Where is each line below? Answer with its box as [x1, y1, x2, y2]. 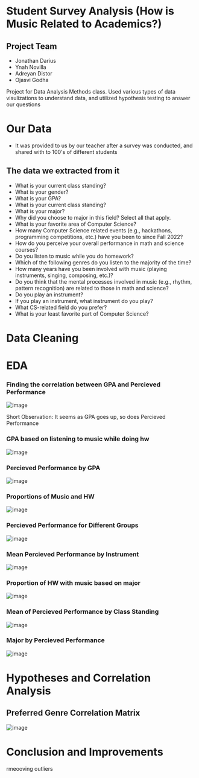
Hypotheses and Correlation [6, 671, 151, 684]
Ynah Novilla [14, 63, 46, 71]
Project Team [6, 41, 57, 51]
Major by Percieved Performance [6, 636, 106, 645]
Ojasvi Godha [14, 77, 49, 83]
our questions [6, 101, 41, 108]
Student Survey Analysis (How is [6, 4, 175, 18]
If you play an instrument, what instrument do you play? [14, 297, 154, 304]
